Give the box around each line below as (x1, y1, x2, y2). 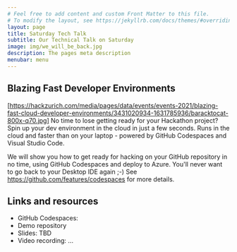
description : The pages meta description (7, 50, 131, 57)
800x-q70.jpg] (7, 116, 49, 124)
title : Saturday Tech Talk (7, 30, 87, 37)
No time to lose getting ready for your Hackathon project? (50, 116, 219, 124)
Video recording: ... (17, 236, 74, 245)
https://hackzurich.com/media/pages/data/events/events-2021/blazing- (9, 101, 219, 109)
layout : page (7, 23, 46, 30)
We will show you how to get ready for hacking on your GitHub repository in (7, 152, 228, 161)
